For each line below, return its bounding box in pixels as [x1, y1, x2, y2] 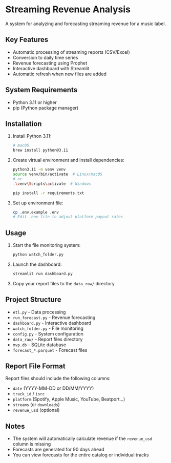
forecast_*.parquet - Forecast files [12, 347, 88, 353]
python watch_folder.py [12, 252, 64, 257]
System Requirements [5, 86, 78, 94]
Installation [5, 119, 42, 128]
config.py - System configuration [12, 330, 83, 336]
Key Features [5, 35, 49, 44]
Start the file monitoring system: [12, 242, 81, 248]
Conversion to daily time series [12, 54, 78, 60]
